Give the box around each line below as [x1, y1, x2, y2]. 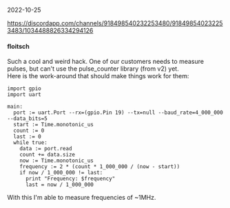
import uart [7, 91, 41, 98]
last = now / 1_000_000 [25, 181, 94, 188]
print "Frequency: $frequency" [25, 175, 116, 183]
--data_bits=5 [7, 115, 48, 122]
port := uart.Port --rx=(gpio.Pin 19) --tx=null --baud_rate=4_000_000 [13, 109, 224, 116]
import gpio [7, 85, 41, 92]
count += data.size [19, 151, 76, 159]
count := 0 [13, 127, 45, 135]
